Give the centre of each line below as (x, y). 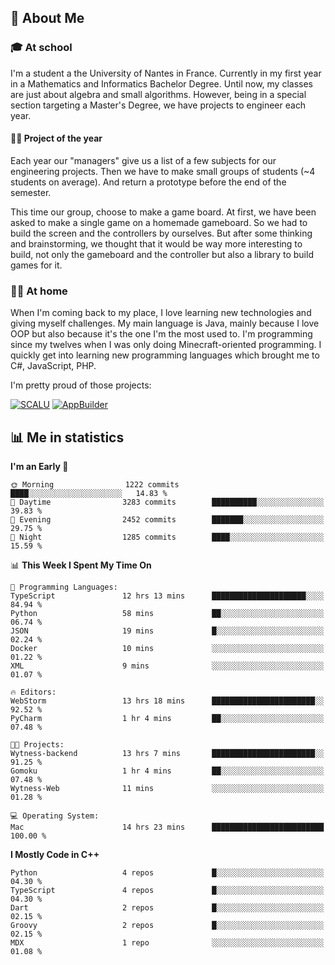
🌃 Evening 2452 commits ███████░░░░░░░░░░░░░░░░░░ (167, 520)
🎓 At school (41, 48)
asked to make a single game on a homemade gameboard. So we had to (159, 222)
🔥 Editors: (33, 692)
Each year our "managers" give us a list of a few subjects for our (143, 160)
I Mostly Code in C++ (55, 854)
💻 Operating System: (55, 816)
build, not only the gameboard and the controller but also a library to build (162, 254)
